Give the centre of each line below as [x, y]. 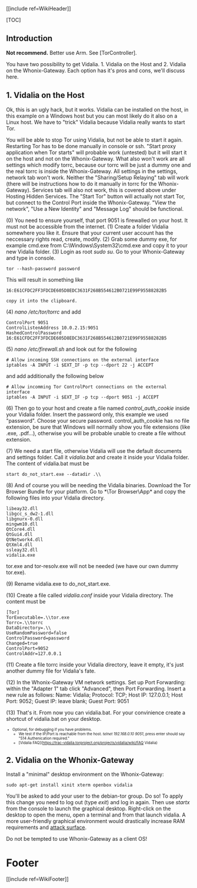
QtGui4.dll [19, 534]
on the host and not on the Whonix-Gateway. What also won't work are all [95, 158]
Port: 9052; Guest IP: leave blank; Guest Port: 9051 [68, 701]
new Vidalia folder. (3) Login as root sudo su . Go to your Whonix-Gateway [95, 252]
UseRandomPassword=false [36, 633]
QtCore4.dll [21, 529]
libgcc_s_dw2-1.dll [30, 514]
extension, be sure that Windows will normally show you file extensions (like [98, 427]
